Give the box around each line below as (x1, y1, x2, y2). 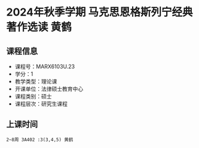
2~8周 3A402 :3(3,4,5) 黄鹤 (6, 137, 74, 143)
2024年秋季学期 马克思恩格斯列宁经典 (6, 5, 193, 19)
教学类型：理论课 (14, 78, 57, 85)
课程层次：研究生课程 (14, 100, 68, 107)
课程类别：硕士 (14, 93, 52, 100)
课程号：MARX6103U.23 (14, 63, 75, 70)
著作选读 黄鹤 (6, 20, 72, 34)
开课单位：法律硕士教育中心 (14, 85, 84, 92)
